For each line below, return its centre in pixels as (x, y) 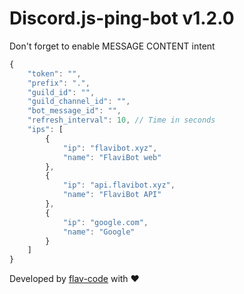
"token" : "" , (54, 73)
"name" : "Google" (99, 232)
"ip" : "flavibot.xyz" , (110, 148)
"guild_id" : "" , (61, 92)
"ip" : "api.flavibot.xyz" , (119, 185)
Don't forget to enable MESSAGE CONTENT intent (112, 46)
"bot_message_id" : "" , (74, 111)
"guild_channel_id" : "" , (79, 102)
